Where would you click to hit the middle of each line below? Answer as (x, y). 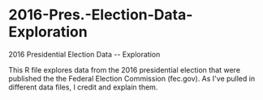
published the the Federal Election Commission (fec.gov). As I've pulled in (132, 78)
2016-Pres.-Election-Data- (101, 15)
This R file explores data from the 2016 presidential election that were (125, 69)
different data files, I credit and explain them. (83, 87)
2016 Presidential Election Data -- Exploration (84, 54)
